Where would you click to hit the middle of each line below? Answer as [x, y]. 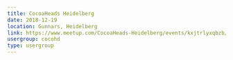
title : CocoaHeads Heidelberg [51, 13]
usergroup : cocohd [34, 39]
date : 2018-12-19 [32, 20]
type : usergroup [31, 46]
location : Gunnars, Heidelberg [52, 26]
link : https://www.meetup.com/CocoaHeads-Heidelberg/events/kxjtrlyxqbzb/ [118, 33]
